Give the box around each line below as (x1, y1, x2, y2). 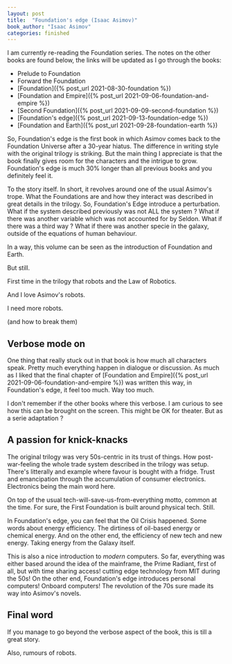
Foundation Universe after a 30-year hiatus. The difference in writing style (7, 142, 219, 150)
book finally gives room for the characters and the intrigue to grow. (7, 157, 198, 165)
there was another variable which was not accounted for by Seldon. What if (7, 215, 223, 223)
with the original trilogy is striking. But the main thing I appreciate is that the (7, 149, 223, 158)
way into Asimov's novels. (7, 589, 82, 597)
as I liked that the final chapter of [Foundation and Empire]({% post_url (7, 371, 208, 380)
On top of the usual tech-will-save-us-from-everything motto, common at (7, 495, 217, 504)
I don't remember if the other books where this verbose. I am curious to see (7, 399, 223, 407)
